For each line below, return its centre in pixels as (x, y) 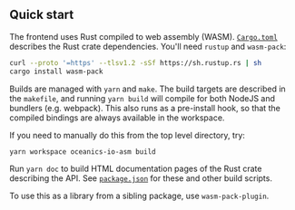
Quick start (42, 15)
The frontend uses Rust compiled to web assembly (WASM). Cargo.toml (144, 36)
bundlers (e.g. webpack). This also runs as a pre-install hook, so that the (145, 108)
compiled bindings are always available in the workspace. (117, 118)
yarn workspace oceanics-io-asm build (83, 152)
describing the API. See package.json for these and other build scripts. (141, 178)
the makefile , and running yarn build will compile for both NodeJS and (142, 98)
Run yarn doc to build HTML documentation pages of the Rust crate (136, 169)
